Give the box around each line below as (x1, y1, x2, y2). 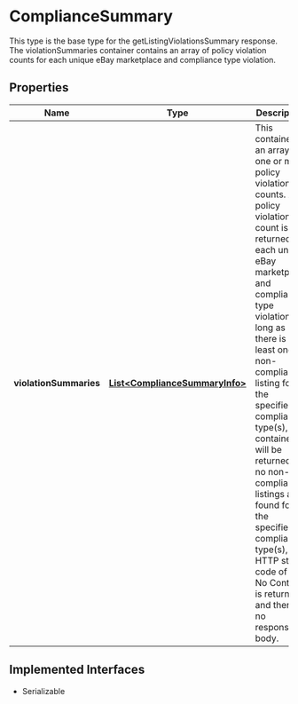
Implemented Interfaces (9, 662, 145, 677)
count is (255, 221, 288, 233)
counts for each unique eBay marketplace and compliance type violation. (9, 54, 277, 65)
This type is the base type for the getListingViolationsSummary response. (9, 36, 278, 46)
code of (255, 566, 288, 578)
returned (255, 233, 292, 245)
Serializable (21, 685, 66, 696)
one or (255, 154, 282, 167)
